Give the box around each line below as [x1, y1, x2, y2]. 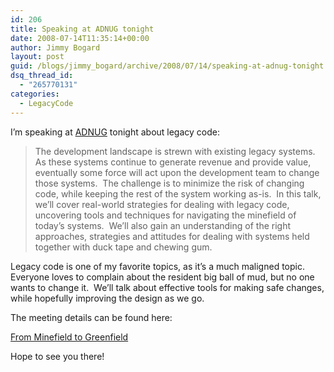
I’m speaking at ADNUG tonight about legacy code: [10, 126, 221, 138]
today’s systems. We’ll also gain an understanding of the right [34, 219, 292, 231]
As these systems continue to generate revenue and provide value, [34, 156, 312, 168]
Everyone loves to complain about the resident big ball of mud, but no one [10, 271, 315, 283]
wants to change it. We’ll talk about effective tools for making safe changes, [10, 281, 325, 293]
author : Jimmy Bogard [10, 42, 101, 53]
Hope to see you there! [10, 350, 105, 362]
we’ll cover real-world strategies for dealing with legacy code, [34, 198, 290, 210]
